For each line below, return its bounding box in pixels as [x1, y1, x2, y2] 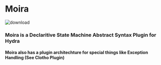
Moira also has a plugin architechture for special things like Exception [5, 49, 148, 55]
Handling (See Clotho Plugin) [5, 55, 64, 61]
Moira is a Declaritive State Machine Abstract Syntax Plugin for [5, 32, 157, 38]
